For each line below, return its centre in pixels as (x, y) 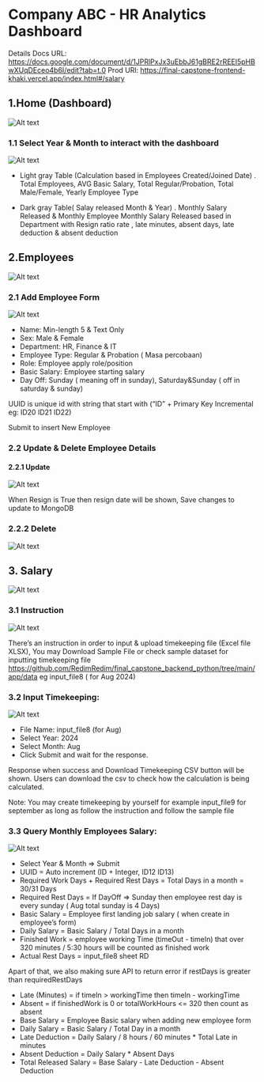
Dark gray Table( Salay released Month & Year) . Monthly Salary (123, 208)
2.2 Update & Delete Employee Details (82, 448)
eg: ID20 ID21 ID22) (40, 412)
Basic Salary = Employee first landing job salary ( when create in (124, 914)
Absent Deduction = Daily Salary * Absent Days (97, 1054)
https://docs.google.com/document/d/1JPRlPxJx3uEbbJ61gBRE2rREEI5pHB (132, 62)
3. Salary (30, 571)
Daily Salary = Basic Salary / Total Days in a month (102, 931)
